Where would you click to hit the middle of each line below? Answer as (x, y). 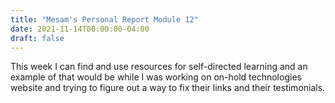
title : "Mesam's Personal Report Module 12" (104, 19)
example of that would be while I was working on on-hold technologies (156, 77)
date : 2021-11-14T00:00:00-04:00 (80, 29)
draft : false (37, 38)
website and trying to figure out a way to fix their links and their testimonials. (168, 88)
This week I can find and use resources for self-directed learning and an (159, 67)
